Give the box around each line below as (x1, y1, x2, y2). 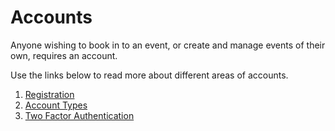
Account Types (24, 99, 88, 111)
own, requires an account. (10, 49, 118, 61)
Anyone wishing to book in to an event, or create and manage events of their (10, 39, 326, 51)
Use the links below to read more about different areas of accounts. (10, 69, 289, 81)
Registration (24, 88, 75, 100)
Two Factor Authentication (24, 109, 135, 121)
